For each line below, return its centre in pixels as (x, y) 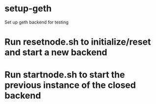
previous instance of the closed (70, 85)
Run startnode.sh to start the (65, 75)
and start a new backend (56, 52)
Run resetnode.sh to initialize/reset (78, 42)
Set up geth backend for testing (37, 22)
